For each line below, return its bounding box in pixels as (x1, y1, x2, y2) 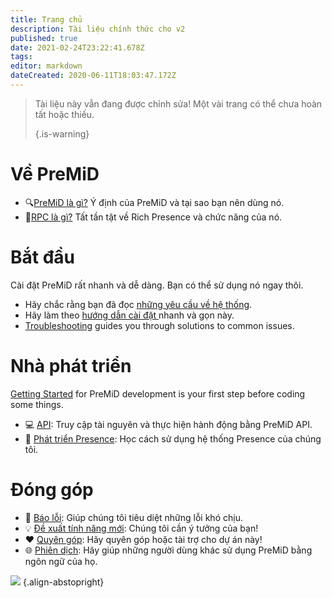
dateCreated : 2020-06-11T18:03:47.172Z (10, 71, 177, 81)
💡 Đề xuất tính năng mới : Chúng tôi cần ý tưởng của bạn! (24, 522, 259, 534)
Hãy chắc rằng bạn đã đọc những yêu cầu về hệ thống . (24, 298, 253, 310)
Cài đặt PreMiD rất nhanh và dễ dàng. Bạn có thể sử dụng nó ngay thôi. (10, 279, 304, 291)
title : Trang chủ (10, 14, 83, 25)
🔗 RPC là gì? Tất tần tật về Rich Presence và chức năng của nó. (24, 211, 283, 223)
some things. (10, 398, 64, 410)
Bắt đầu (10, 246, 76, 268)
